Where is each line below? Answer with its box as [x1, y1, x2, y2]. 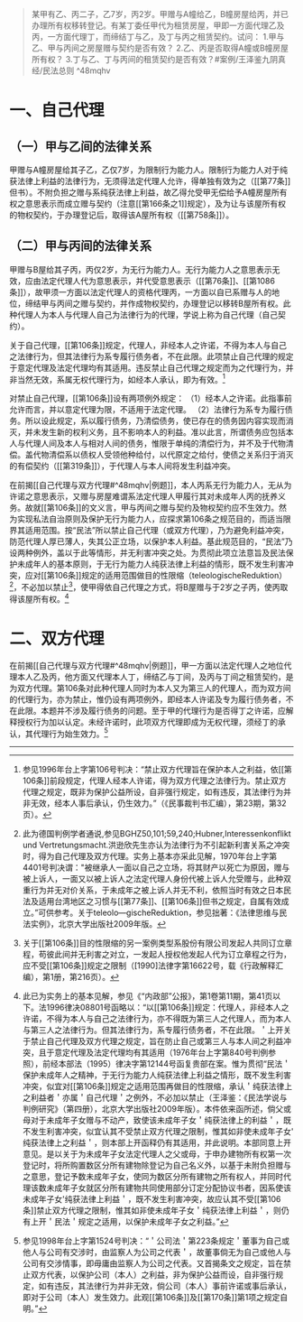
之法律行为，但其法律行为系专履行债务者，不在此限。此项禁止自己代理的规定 [9, 351, 294, 362]
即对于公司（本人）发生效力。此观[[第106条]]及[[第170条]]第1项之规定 [22, 1292, 280, 1303]
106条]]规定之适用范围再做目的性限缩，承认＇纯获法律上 [84, 1081, 293, 1092]
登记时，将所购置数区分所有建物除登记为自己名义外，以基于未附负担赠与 [22, 1160, 291, 1171]
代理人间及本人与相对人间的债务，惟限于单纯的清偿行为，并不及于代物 [24, 438, 286, 449]
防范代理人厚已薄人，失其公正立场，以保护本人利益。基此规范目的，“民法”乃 [9, 536, 293, 547]
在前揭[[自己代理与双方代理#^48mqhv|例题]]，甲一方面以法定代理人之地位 [9, 660, 284, 670]
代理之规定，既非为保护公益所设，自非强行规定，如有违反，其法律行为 [22, 787, 284, 798]
